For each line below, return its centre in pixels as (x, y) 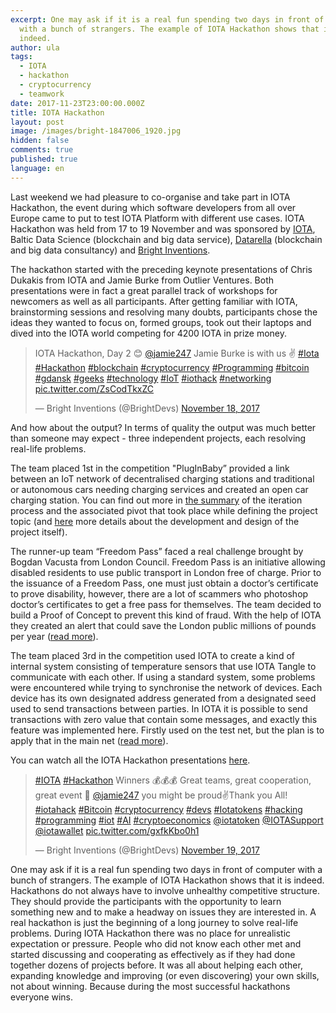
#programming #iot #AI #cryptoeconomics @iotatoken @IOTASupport (179, 820)
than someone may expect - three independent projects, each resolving (158, 438)
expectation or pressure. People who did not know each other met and (156, 943)
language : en (37, 168)
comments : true (42, 150)
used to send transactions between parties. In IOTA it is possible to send (159, 708)
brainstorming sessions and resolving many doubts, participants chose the (164, 312)
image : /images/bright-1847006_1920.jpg (96, 131)
